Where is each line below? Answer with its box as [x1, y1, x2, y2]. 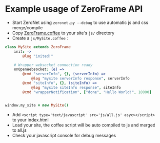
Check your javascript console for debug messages [12, 132, 116, 138]
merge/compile [12, 24, 43, 30]
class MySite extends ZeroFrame [5, 44, 71, 49]
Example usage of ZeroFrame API [5, 3, 143, 15]
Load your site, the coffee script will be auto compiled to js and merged [12, 122, 156, 128]
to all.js [12, 127, 27, 133]
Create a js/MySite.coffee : [12, 35, 68, 41]
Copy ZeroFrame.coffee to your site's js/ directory [12, 30, 115, 36]
